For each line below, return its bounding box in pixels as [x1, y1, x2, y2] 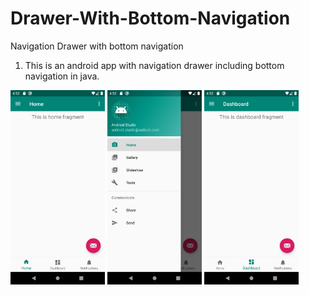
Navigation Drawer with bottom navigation [10, 40, 184, 52]
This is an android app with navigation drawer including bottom [24, 59, 285, 71]
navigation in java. [24, 70, 100, 82]
